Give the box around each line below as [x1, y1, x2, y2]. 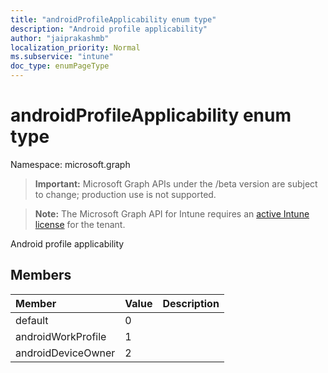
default [15, 313, 49, 327]
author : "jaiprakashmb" [10, 33, 110, 43]
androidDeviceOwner [15, 346, 116, 360]
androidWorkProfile [15, 329, 107, 343]
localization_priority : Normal [10, 42, 141, 53]
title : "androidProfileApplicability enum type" [10, 14, 217, 25]
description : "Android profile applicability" [10, 24, 208, 34]
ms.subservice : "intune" [10, 52, 114, 62]
